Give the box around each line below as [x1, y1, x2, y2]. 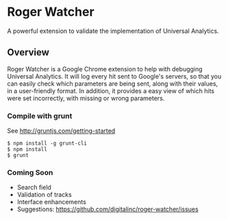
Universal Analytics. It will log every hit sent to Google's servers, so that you [7, 72, 222, 80]
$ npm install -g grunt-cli [7, 140, 88, 147]
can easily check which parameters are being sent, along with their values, [7, 80, 218, 88]
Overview [7, 47, 50, 58]
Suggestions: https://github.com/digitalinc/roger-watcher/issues [16, 205, 199, 213]
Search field [16, 183, 51, 192]
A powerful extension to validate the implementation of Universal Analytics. [7, 27, 219, 35]
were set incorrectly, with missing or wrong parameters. [7, 94, 165, 102]
